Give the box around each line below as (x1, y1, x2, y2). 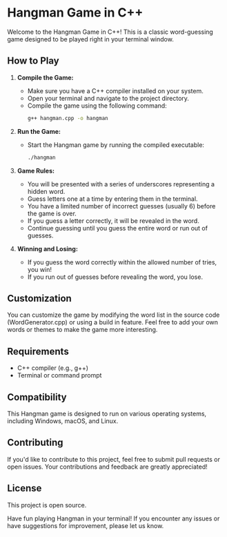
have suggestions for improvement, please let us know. (7, 521, 164, 529)
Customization (7, 292, 72, 304)
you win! (27, 265, 52, 273)
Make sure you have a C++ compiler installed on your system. (27, 86, 204, 95)
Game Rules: (17, 166, 55, 175)
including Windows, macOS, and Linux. (7, 416, 119, 425)
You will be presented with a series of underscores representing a (27, 179, 215, 188)
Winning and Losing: (17, 244, 78, 253)
